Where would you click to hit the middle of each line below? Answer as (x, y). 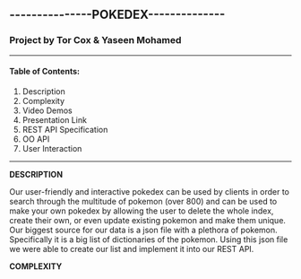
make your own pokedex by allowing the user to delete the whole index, (142, 211)
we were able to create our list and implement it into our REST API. (132, 248)
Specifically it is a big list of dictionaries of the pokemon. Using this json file (149, 239)
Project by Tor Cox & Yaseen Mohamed (95, 40)
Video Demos (47, 110)
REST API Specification (65, 129)
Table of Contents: (45, 72)
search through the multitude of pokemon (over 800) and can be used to (143, 201)
